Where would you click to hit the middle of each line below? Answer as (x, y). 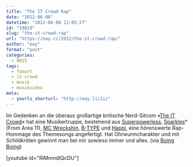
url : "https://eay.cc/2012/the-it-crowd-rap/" (64, 39)
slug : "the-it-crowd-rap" (37, 33)
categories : (20, 55)
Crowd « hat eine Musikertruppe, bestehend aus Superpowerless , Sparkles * (97, 121)
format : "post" (24, 50)
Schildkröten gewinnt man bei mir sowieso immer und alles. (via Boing (90, 140)
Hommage (18, 134)
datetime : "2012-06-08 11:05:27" (47, 22)
